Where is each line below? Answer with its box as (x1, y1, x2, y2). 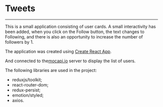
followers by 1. (5, 39, 34, 45)
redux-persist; (12, 87, 41, 93)
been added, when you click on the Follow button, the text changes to (5, 29, 145, 35)
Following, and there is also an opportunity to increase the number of (5, 34, 143, 39)
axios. (12, 97, 24, 103)
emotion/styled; (12, 92, 44, 98)
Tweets (5, 3, 35, 14)
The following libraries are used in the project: (5, 67, 97, 73)
